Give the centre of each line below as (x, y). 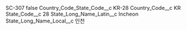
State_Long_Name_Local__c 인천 (45, 21)
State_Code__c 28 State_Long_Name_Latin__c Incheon (72, 14)
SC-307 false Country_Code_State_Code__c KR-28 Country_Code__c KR (93, 8)
